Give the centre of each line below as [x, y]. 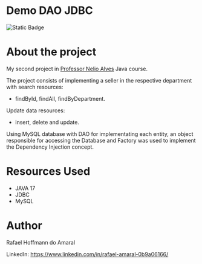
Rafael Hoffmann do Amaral [41, 242]
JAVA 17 [25, 188]
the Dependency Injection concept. [50, 147]
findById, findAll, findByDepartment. [60, 98]
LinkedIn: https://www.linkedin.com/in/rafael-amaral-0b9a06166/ [87, 254]
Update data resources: [36, 110]
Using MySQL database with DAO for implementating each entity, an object [100, 134]
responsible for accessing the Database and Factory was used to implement [101, 140]
